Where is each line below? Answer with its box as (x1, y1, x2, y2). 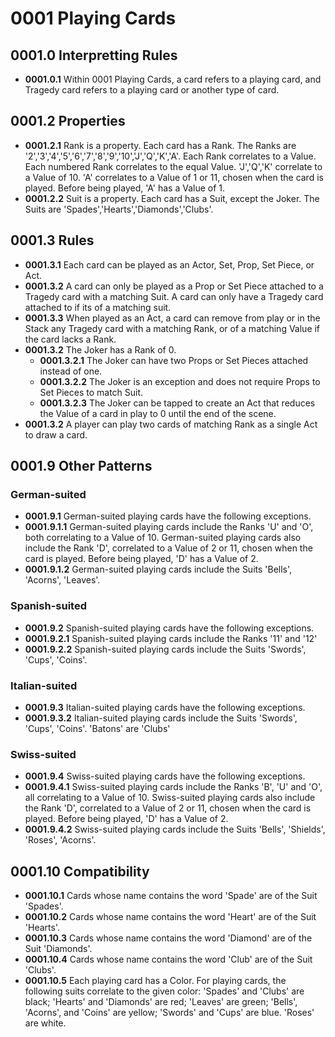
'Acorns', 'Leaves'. (24, 574, 101, 586)
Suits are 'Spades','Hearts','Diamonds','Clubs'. (24, 203, 214, 215)
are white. (24, 1017, 67, 1029)
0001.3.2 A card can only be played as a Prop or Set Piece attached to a (24, 280, 324, 292)
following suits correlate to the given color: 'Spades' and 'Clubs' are (24, 985, 305, 997)
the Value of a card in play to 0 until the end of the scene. (39, 407, 277, 419)
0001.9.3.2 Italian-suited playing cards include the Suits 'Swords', (24, 712, 298, 724)
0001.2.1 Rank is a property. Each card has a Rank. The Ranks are (24, 139, 297, 151)
